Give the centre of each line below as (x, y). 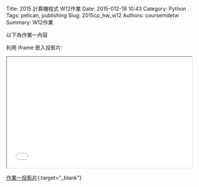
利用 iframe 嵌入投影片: (35, 47)
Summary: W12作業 (30, 22)
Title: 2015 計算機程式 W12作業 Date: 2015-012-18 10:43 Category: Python (96, 9)
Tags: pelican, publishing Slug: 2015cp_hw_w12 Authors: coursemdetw (92, 15)
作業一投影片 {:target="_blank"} (44, 178)
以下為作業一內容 (27, 35)
